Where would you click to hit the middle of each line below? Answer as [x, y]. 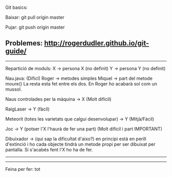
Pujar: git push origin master [35, 27]
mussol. [14, 89]
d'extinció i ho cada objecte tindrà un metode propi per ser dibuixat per [80, 144]
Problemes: [24, 43]
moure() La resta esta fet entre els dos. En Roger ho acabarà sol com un [81, 83]
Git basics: [17, 7]
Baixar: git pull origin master [35, 17]
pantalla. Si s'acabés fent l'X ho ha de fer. [49, 149]
